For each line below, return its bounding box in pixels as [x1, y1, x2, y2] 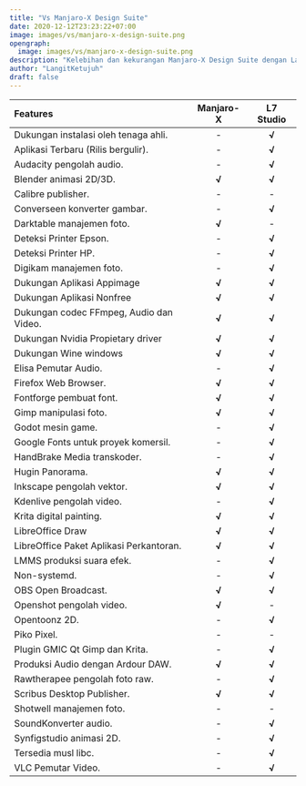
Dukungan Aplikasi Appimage [14, 276, 140, 289]
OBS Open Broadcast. [14, 584, 107, 597]
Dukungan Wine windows [14, 347, 124, 360]
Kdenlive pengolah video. [14, 495, 123, 507]
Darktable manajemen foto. [14, 217, 130, 230]
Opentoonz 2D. [14, 613, 79, 626]
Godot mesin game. [14, 421, 98, 434]
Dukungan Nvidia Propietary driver [14, 332, 162, 344]
